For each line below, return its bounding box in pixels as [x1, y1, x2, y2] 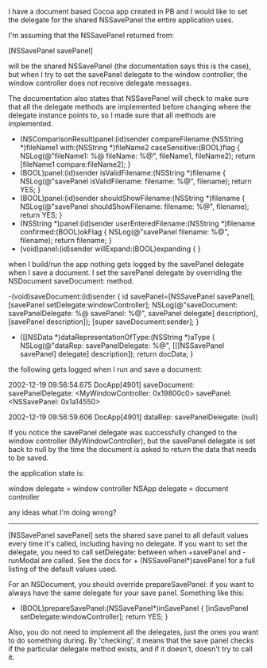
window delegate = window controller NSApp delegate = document [8, 484, 229, 493]
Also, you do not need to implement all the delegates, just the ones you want [8, 627, 259, 636]
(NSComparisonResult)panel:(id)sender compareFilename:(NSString [19, 134, 244, 144]
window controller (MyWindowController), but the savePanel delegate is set [8, 436, 256, 446]
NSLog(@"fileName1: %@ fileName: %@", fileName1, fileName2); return [19, 151, 256, 160]
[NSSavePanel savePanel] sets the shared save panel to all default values [8, 531, 249, 539]
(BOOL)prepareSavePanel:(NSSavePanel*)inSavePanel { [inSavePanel [19, 604, 249, 612]
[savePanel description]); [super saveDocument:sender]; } [8, 317, 199, 326]
